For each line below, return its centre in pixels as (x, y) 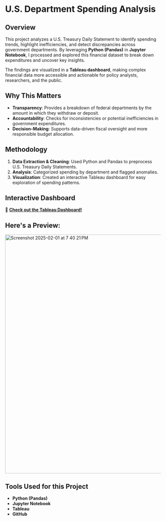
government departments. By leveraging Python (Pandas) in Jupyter (76, 50)
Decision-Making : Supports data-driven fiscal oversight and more (80, 129)
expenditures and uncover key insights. (45, 60)
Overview (21, 27)
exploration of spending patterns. (46, 182)
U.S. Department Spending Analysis (81, 9)
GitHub (20, 514)
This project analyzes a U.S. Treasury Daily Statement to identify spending (81, 39)
